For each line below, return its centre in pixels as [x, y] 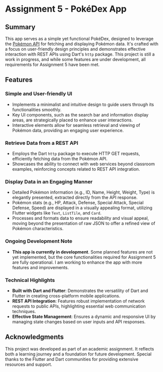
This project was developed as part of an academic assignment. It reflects [80, 349]
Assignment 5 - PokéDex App [66, 9]
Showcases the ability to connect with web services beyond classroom [83, 164]
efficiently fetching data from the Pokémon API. [60, 158]
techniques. [24, 311]
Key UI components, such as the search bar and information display [80, 115]
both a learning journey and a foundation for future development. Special [78, 354]
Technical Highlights [30, 280]
